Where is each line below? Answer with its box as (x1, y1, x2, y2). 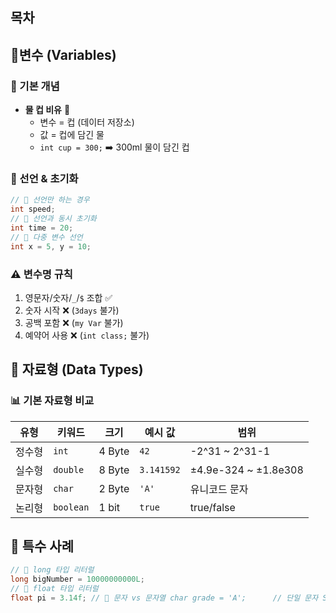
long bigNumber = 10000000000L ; (10, 574, 145, 585)
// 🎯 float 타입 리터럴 (10, 584, 99, 594)
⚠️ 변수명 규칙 (10, 267, 73, 281)
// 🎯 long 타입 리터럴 (10, 565, 95, 575)
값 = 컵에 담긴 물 (39, 129, 105, 141)
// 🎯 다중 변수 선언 (10, 232, 83, 242)
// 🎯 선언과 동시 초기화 (10, 214, 97, 224)
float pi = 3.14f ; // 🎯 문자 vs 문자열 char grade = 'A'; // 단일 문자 (10, 593, 319, 603)
